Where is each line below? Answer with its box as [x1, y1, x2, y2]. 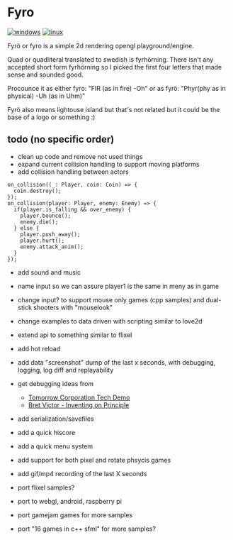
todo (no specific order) [7, 133, 115, 145]
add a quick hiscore [17, 428, 76, 436]
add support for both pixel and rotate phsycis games [17, 456, 171, 464]
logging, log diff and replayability [17, 365, 114, 374]
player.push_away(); [20, 231, 81, 238]
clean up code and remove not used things [17, 152, 143, 160]
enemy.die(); [20, 218, 59, 226]
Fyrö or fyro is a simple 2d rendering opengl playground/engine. [7, 41, 195, 50]
